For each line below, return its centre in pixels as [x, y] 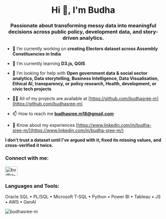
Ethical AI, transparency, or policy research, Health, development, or [84, 84]
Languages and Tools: [32, 186]
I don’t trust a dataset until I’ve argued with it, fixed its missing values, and [83, 140]
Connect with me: [27, 158]
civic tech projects [32, 89]
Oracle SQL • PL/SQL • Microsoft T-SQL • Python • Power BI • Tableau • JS [83, 197]
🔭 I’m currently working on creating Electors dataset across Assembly [85, 49]
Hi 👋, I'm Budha [83, 10]
